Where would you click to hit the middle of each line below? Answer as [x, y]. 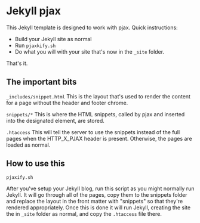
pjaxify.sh [20, 177]
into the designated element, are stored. [55, 120]
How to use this [36, 164]
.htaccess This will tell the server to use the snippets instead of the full [93, 132]
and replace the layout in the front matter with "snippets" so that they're [95, 201]
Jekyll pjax [33, 11]
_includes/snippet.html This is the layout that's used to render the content [99, 96]
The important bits [41, 82]
